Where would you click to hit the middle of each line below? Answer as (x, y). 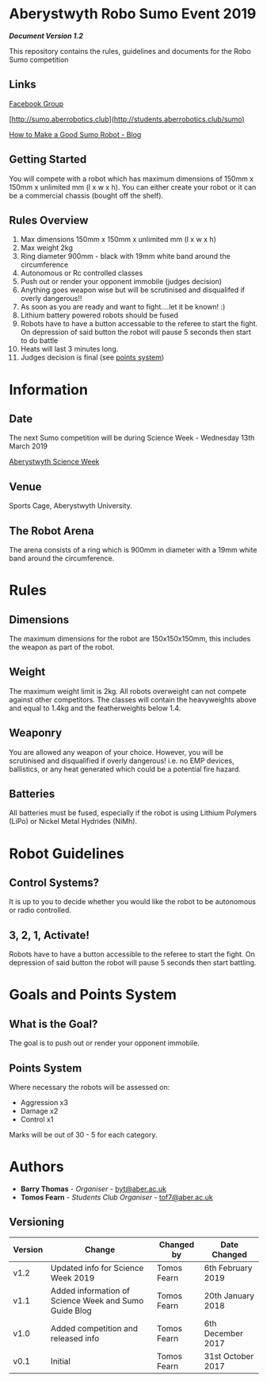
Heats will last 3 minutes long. (69, 349)
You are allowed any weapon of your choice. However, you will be (116, 752)
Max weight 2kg (47, 248)
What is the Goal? (53, 1024)
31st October (229, 1356)
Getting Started (48, 160)
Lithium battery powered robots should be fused (99, 315)
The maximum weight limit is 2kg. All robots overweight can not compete (128, 691)
